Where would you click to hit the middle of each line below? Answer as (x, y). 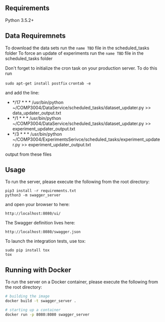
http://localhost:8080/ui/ (33, 214)
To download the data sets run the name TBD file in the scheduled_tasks (77, 48)
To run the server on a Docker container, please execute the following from (82, 282)
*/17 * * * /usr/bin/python (38, 102)
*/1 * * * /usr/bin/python (37, 118)
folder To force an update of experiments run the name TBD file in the (74, 53)
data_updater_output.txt (37, 113)
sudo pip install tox (27, 250)
